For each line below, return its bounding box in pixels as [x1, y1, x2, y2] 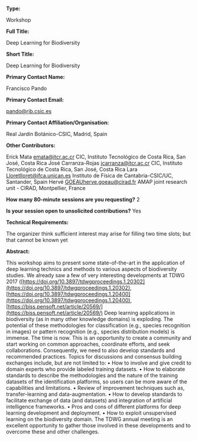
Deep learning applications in [103, 309, 175, 316]
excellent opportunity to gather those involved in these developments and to [6, 422, 191, 429]
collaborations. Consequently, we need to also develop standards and [6, 347, 175, 354]
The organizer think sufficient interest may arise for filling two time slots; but [6, 230, 191, 237]
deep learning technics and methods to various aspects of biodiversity [6, 266, 178, 273]
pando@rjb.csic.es [6, 108, 52, 114]
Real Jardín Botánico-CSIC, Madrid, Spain [6, 131, 108, 137]
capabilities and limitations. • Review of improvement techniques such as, [6, 384, 185, 391]
